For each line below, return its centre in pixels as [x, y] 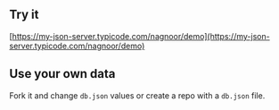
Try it [24, 15]
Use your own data [62, 74]
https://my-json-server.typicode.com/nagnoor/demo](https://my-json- [141, 36]
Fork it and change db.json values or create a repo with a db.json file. [137, 95]
